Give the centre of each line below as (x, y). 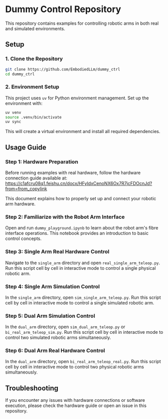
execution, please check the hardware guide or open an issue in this (76, 406)
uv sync (13, 122)
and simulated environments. (35, 28)
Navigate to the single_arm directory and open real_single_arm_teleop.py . (83, 263)
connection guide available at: (36, 178)
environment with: (24, 103)
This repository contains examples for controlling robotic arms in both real (82, 23)
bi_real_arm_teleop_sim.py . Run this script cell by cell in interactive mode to (84, 332)
